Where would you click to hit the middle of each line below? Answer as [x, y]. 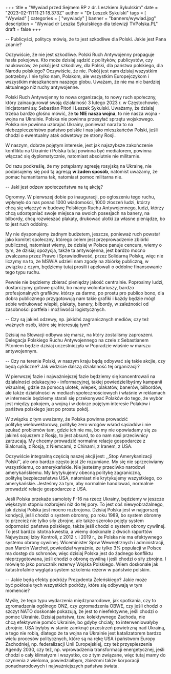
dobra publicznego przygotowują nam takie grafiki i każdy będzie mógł [80, 299]
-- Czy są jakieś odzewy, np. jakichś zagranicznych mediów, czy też [77, 319]
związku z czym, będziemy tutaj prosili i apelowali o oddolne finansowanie [84, 267]
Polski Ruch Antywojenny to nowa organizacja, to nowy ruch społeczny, [81, 97]
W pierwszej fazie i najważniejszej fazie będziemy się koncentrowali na [80, 376]
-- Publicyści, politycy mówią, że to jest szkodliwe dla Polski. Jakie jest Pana [86, 39]
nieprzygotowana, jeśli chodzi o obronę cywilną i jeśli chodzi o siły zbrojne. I [86, 559]
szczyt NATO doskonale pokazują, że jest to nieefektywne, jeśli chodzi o [82, 611]
